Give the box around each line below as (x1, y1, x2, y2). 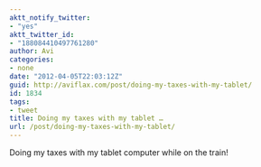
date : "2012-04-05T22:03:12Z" (9, 72, 124, 81)
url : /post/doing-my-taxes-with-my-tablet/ (9, 123, 176, 132)
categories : (9, 55, 54, 64)
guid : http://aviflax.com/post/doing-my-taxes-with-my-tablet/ (9, 80, 253, 89)
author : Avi (9, 47, 54, 56)
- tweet (9, 106, 39, 115)
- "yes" (9, 22, 39, 31)
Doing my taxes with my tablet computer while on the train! (9, 147, 228, 158)
